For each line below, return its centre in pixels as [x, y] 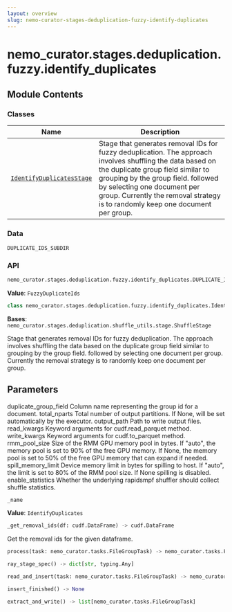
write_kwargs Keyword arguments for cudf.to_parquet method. [96, 435]
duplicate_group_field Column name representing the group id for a [103, 406]
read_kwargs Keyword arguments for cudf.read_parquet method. [99, 428]
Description [160, 132]
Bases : [17, 318]
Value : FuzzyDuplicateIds [44, 293]
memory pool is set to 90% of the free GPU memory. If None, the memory [112, 450]
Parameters [33, 389]
